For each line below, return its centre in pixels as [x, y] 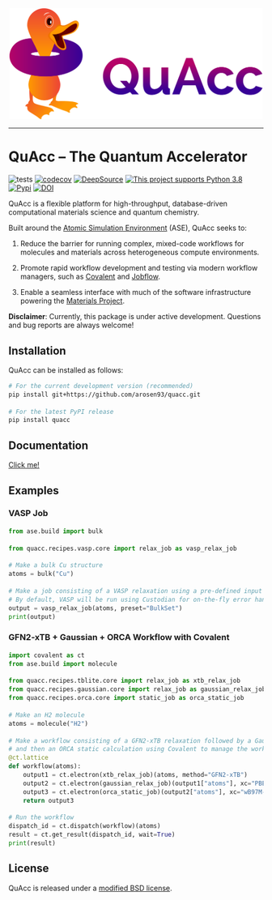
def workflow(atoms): [45, 766]
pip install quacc [39, 420]
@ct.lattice [28, 758]
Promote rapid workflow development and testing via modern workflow [139, 268]
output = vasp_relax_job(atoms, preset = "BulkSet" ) [96, 608]
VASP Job [28, 514]
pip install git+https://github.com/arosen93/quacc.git [104, 395]
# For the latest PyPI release [61, 412]
